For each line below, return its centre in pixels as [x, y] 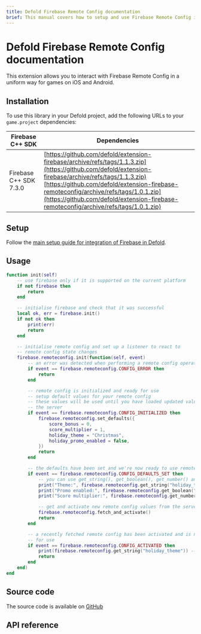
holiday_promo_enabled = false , [89, 441]
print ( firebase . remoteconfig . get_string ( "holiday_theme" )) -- [117, 551]
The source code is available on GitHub [55, 606]
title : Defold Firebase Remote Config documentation [73, 12]
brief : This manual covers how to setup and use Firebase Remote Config [99, 17]
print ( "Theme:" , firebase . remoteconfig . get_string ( [104, 485]
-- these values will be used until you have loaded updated [106, 402]
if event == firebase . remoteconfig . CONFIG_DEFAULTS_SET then [106, 474]
